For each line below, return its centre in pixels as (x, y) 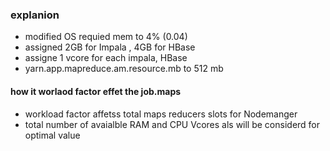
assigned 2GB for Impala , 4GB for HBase (110, 47)
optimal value (52, 135)
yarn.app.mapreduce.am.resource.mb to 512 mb (124, 69)
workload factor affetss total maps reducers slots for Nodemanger (161, 114)
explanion (35, 15)
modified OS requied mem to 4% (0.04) (106, 37)
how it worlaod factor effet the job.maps (96, 91)
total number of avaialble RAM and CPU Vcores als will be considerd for (172, 124)
